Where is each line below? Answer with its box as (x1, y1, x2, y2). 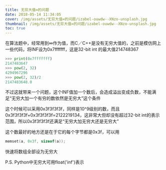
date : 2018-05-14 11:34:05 (5, 12, 61, 17)
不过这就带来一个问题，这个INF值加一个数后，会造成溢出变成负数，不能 (5, 89, 152, 95)
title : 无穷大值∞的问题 (5, 7, 49, 12)
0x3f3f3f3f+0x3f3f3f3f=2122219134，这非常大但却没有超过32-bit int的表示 (5, 112, 160, 118)
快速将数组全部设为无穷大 (5, 149, 58, 155)
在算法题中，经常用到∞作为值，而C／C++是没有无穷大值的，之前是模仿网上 (5, 40, 162, 46)
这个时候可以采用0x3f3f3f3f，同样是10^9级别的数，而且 (5, 106, 120, 112)
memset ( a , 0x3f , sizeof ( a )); (5, 139, 66, 144)
